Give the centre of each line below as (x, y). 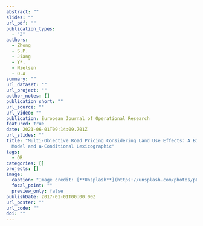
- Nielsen (24, 68)
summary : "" (21, 79)
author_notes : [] (28, 96)
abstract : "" (23, 12)
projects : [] (23, 169)
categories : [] (25, 163)
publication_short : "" (35, 101)
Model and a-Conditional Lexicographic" (63, 146)
